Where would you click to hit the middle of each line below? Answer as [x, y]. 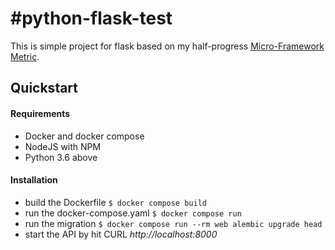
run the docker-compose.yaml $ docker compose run [133, 213]
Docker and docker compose [84, 136]
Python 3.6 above [61, 157]
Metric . [25, 56]
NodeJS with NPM [63, 146]
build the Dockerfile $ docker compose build [115, 202]
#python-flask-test [91, 18]
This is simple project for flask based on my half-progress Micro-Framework [167, 46]
